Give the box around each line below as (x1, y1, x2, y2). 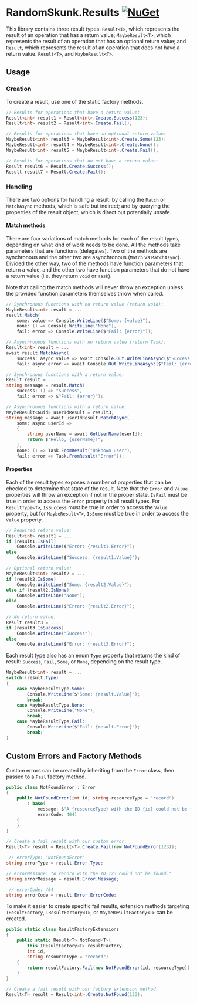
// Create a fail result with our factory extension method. (6, 986, 159, 992)
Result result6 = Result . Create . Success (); (6, 163, 114, 170)
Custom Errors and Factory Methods (6, 751, 142, 761)
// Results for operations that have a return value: (6, 109, 141, 116)
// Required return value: (6, 527, 72, 533)
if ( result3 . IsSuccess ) (6, 625, 64, 631)
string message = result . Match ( (6, 382, 85, 388)
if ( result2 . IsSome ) (6, 576, 57, 582)
